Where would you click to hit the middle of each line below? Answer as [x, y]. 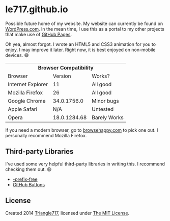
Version [62, 76]
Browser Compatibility [66, 67]
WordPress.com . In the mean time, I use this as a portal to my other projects [85, 29]
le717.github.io [37, 9]
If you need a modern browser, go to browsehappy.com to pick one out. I [82, 130]
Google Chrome [27, 101]
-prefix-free [25, 179]
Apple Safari [23, 109]
